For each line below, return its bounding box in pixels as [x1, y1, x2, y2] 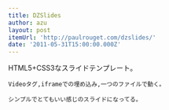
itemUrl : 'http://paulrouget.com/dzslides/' [8, 33, 156, 42]
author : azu [8, 19, 47, 27]
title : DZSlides [8, 11, 61, 20]
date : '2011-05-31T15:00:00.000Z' [8, 41, 122, 49]
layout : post [8, 26, 51, 34]
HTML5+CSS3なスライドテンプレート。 [8, 64, 138, 73]
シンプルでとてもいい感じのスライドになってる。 [8, 96, 142, 104]
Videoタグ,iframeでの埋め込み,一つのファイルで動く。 [8, 80, 165, 89]
